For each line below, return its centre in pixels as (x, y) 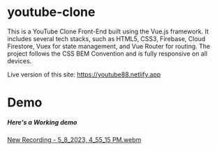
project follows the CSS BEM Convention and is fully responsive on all (107, 54)
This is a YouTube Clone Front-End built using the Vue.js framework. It (108, 31)
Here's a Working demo (42, 122)
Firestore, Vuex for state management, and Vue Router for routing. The (109, 46)
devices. (20, 61)
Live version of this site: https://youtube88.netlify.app (84, 74)
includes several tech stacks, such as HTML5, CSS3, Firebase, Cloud (106, 38)
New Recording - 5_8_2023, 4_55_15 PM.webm (74, 140)
